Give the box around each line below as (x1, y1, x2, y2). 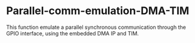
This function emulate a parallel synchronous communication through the (6, 24, 186, 31)
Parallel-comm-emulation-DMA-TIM (6, 4, 190, 18)
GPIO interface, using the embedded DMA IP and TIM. (6, 29, 139, 37)
